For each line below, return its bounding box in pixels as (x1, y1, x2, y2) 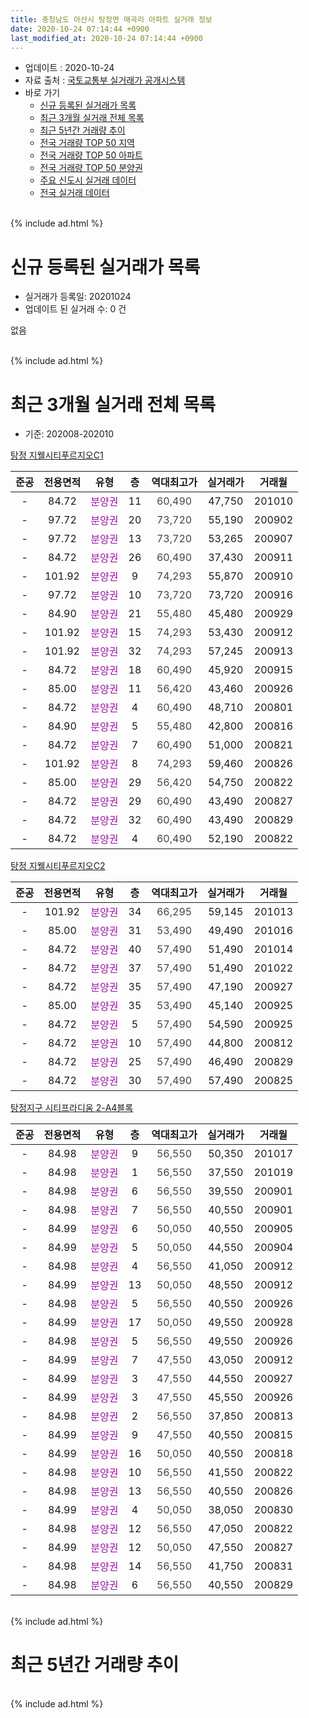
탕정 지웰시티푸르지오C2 (10, 860, 106, 872)
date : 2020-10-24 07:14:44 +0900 (10, 24, 150, 34)
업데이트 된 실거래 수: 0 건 (24, 303, 127, 315)
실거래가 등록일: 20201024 (24, 291, 132, 303)
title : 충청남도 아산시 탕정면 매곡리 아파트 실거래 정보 (10, 14, 213, 25)
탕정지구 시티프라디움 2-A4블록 (10, 1102, 134, 1114)
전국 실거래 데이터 (39, 187, 110, 199)
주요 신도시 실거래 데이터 (39, 174, 137, 186)
